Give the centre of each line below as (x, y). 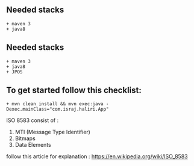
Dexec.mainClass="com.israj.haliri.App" (58, 109)
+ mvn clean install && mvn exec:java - (58, 104)
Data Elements (33, 145)
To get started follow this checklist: (74, 91)
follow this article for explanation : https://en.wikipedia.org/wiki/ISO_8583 (97, 156)
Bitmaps (25, 138)
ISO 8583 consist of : (33, 120)
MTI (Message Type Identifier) (52, 132)
